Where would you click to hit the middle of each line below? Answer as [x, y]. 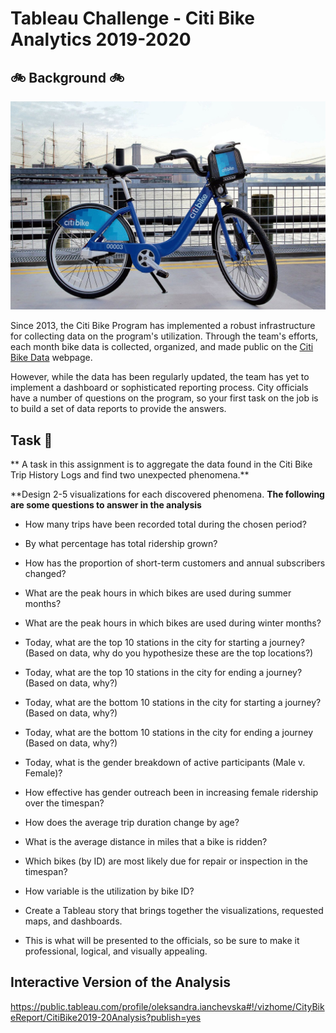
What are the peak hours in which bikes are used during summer [158, 593]
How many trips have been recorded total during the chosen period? [165, 524]
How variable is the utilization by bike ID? [109, 891]
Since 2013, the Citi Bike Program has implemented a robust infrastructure [163, 326]
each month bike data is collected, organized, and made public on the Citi [162, 347]
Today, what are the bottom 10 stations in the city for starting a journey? [173, 703]
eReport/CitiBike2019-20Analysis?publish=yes [106, 1017]
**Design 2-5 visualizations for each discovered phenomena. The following [167, 494]
